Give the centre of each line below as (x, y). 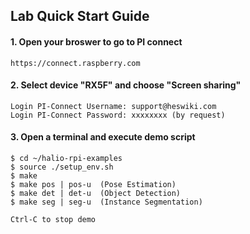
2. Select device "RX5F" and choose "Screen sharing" (126, 85)
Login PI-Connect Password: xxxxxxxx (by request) (118, 115)
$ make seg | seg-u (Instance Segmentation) (106, 202)
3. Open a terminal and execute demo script (103, 137)
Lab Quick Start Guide (80, 16)
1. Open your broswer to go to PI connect (96, 41)
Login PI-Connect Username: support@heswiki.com (113, 106)
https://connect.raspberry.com (75, 63)
